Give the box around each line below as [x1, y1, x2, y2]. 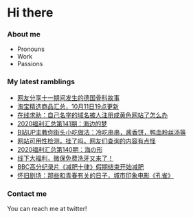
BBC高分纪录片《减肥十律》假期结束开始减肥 [16, 162, 144, 170]
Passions [16, 60, 43, 68]
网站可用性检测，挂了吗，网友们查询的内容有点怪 [16, 137, 156, 145]
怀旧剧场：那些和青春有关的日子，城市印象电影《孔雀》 [16, 171, 174, 179]
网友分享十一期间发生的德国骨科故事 [16, 93, 120, 101]
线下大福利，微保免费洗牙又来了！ [16, 154, 114, 162]
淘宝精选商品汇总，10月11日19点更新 [16, 102, 120, 110]
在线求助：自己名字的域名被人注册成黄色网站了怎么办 [16, 110, 168, 119]
